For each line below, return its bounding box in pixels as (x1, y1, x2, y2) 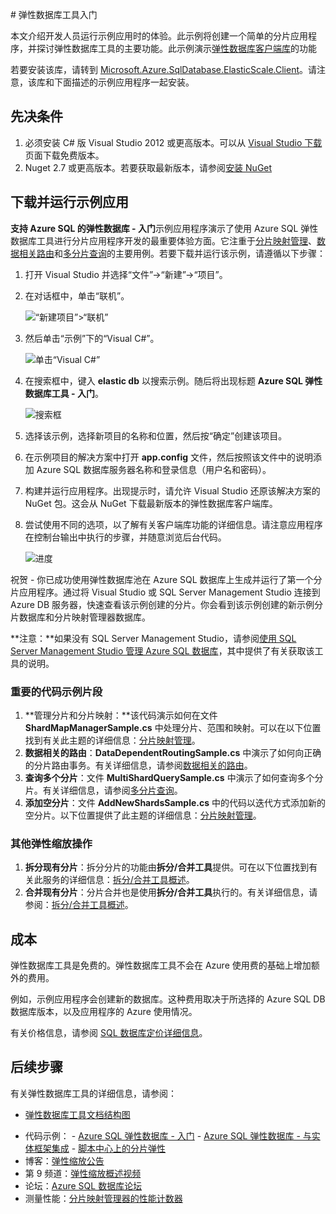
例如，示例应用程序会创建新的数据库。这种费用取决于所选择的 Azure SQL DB (10, 993, 326, 1005)
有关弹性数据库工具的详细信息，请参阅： (10, 1087, 177, 1099)
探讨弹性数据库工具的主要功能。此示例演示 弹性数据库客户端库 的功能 (36, 43, 317, 54)
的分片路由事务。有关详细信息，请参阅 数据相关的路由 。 (24, 759, 253, 771)
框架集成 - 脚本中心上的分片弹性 (33, 1142, 167, 1154)
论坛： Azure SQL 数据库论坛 (24, 1179, 143, 1192)
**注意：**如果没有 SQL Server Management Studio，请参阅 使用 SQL (10, 632, 297, 644)
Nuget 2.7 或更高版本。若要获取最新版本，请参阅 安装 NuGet (24, 161, 273, 173)
